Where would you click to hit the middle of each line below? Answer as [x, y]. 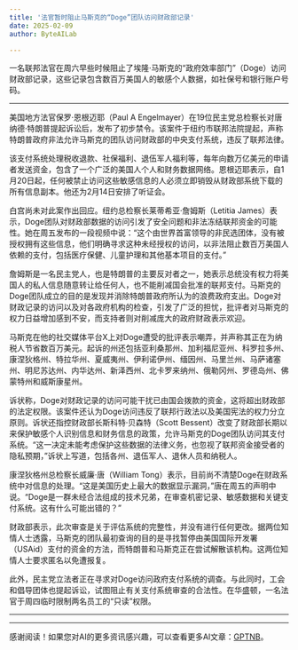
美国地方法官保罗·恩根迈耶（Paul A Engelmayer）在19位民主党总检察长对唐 [146, 117]
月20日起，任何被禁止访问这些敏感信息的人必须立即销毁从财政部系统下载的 [146, 181]
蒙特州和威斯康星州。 [48, 382]
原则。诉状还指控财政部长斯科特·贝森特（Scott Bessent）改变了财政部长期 [145, 423]
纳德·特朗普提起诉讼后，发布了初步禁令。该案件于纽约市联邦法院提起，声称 [146, 129]
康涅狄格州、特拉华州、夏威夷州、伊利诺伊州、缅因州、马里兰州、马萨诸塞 [145, 360]
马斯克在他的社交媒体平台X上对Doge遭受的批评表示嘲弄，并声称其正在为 [142, 337]
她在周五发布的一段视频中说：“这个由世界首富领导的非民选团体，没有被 [155, 233]
